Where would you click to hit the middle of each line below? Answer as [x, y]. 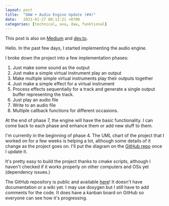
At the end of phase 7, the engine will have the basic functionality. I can [79, 120]
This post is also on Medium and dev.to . [47, 38]
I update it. [16, 151]
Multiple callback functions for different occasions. [65, 111]
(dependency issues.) [28, 172]
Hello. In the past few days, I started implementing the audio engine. [76, 48]
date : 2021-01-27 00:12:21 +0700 [43, 19]
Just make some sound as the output [51, 68]
